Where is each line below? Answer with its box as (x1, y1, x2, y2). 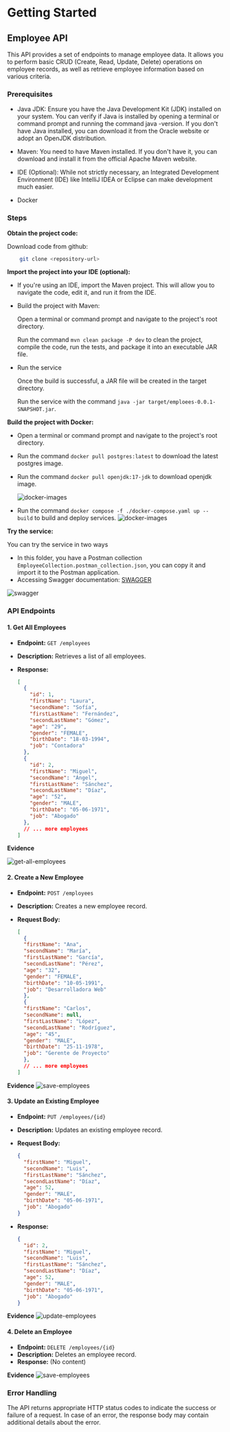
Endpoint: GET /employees (16, 638, 91, 647)
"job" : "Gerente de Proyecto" (23, 1050, 110, 1057)
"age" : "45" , (23, 1031, 61, 1038)
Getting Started (7, 5, 97, 21)
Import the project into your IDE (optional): (7, 268, 130, 276)
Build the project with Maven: (16, 302, 100, 310)
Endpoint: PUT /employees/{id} (16, 1112, 106, 1121)
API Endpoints (7, 606, 56, 616)
